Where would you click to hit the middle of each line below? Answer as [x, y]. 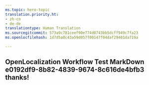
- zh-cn [13, 19]
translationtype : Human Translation [43, 28]
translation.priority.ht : [32, 14]
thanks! [17, 78]
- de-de [13, 24]
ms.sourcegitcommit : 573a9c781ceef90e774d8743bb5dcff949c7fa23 [72, 33]
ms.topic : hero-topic [27, 10]
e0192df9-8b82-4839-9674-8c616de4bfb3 [75, 70]
